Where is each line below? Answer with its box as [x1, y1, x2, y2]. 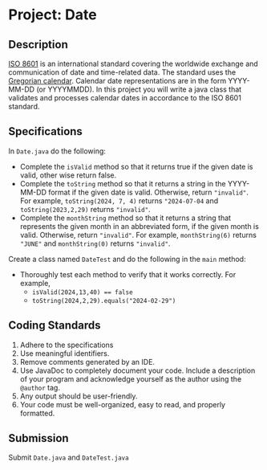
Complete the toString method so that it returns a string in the [19, 178, 226, 188]
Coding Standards [8, 319, 101, 333]
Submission [8, 431, 70, 445]
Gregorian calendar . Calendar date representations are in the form [8, 76, 227, 85]
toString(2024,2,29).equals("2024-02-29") [31, 296, 176, 304]
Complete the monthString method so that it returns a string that [19, 213, 231, 223]
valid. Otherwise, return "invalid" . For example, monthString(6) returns [19, 230, 257, 239]
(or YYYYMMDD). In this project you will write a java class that [35, 84, 242, 94]
